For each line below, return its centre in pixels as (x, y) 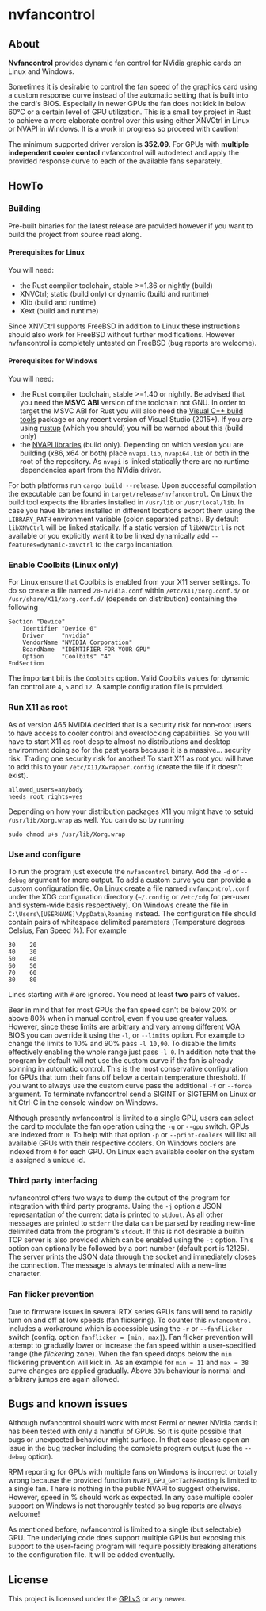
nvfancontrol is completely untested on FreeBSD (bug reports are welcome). (133, 343)
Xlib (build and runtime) (58, 302)
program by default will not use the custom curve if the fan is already (121, 1060)
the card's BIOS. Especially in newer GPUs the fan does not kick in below (127, 104)
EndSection (26, 664)
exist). (18, 775)
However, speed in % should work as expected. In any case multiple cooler (131, 1498)
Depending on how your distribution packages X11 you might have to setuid (131, 811)
